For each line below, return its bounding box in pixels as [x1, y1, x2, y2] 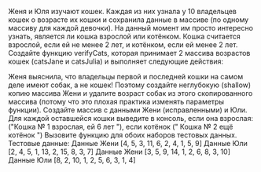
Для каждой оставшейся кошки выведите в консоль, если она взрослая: [8, 114, 254, 123]
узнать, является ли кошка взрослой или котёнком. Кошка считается [8, 31, 241, 41]
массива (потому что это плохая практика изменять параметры [8, 97, 224, 106]
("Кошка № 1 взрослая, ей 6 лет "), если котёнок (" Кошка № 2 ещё [8, 122, 233, 131]
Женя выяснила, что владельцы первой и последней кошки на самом [8, 72, 244, 81]
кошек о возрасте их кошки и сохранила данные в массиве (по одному [8, 15, 249, 24]
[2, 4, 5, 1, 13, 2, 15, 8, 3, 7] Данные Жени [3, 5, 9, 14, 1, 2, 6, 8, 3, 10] [8, 147, 230, 156]
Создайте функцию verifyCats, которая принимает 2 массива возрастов [8, 49, 251, 57]
